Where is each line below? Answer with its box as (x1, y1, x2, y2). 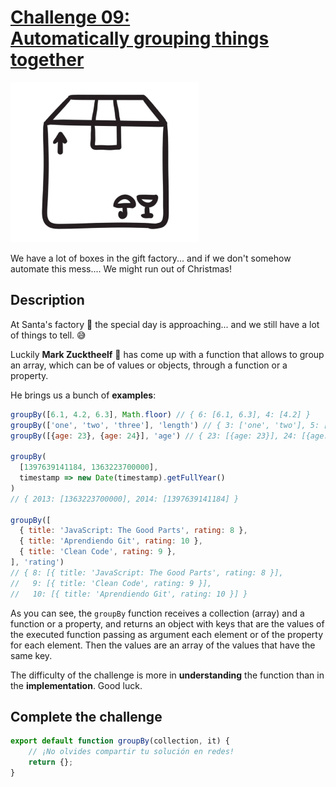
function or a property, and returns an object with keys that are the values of (10, 617, 325, 630)
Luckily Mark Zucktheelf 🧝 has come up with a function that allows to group (10, 348, 325, 360)
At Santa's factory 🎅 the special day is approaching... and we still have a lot (10, 318, 320, 330)
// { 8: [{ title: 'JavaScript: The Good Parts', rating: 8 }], (10, 567, 284, 578)
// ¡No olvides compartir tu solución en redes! (28, 747, 235, 757)
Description (10, 292, 85, 309)
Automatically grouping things (10, 27, 270, 50)
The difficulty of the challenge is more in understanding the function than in (10, 669, 325, 681)
